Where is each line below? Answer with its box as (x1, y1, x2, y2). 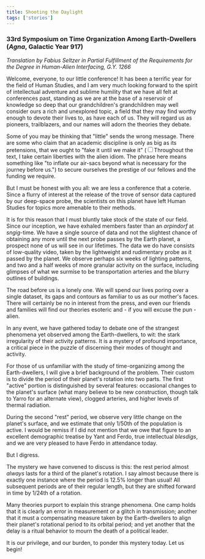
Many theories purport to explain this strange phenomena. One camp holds (6, 501, 196, 508)
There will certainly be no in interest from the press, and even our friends (6, 299, 191, 307)
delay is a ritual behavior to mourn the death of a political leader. (6, 527, 169, 534)
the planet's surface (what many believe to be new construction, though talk (6, 388, 199, 396)
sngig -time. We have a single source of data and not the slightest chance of (6, 228, 198, 236)
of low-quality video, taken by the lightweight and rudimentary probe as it (6, 248, 192, 255)
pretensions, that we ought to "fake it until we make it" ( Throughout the (6, 146, 193, 153)
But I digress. (6, 451, 40, 458)
